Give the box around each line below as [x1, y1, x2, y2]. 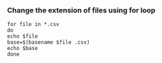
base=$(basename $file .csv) [7, 39, 90, 46]
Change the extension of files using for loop [7, 5, 156, 15]
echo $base [7, 45, 38, 52]
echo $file [7, 33, 38, 40]
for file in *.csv [7, 21, 59, 28]
